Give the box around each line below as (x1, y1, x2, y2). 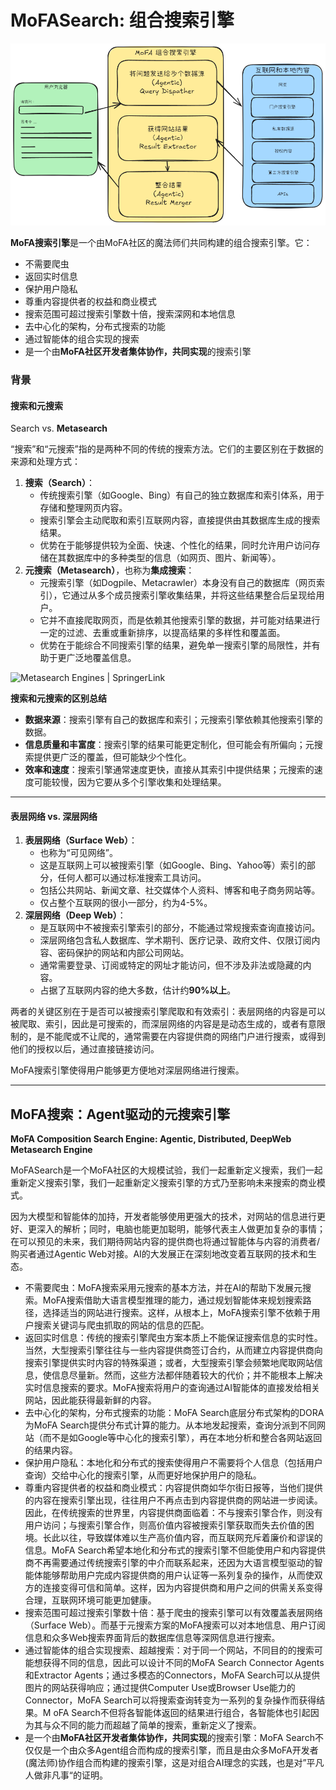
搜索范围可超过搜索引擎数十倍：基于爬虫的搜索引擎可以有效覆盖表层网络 (24, 1607, 323, 1619)
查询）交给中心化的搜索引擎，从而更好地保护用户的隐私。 (24, 1469, 262, 1481)
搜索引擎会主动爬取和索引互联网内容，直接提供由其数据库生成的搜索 (39, 514, 321, 526)
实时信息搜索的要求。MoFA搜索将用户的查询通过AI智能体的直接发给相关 (24, 1382, 320, 1394)
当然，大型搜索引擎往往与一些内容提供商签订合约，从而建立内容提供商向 (24, 1344, 323, 1356)
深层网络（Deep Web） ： (24, 909, 127, 921)
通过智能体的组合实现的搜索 (24, 333, 140, 345)
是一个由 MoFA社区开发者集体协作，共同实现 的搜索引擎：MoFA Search (24, 1732, 315, 1744)
